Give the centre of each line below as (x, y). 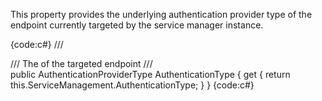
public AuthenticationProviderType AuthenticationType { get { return (150, 74)
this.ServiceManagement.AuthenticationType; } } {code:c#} (132, 85)
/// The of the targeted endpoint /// (81, 63)
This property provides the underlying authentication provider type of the (161, 14)
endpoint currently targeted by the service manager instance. (137, 25)
